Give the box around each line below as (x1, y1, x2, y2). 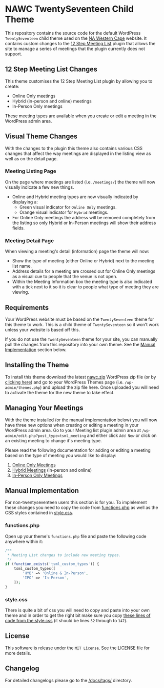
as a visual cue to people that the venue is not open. (12, 274, 118, 280)
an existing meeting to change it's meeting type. (5, 437, 102, 443)
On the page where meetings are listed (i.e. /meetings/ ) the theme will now (5, 179, 156, 185)
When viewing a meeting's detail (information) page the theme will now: (5, 249, 150, 255)
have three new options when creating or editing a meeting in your (5, 422, 139, 428)
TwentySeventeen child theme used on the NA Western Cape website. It (5, 35, 147, 41)
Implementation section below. (5, 347, 67, 353)
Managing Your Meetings (5, 404, 83, 412)
